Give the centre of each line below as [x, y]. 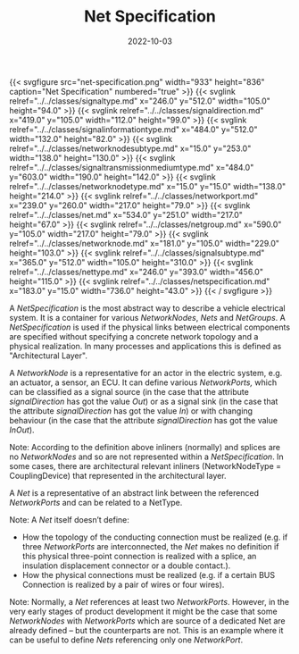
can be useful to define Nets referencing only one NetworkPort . [126, 640]
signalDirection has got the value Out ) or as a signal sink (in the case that [144, 401]
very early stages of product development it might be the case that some [144, 611]
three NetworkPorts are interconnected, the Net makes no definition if [150, 546]
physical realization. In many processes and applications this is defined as [145, 346]
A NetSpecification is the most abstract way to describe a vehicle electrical [147, 308]
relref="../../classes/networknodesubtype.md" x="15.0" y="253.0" [130, 148]
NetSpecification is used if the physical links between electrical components [150, 327]
